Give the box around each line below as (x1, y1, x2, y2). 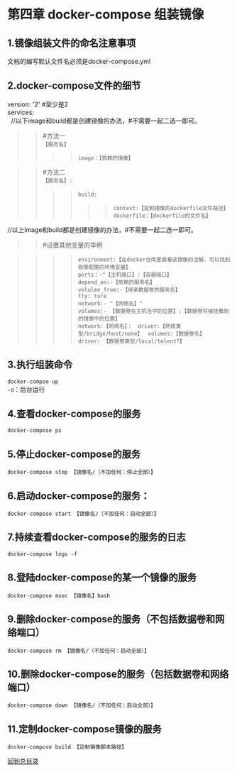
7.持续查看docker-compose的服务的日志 (7, 531, 186, 544)
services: (7, 108, 34, 116)
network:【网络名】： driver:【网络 (77, 322, 176, 330)
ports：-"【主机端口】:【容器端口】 (77, 271, 172, 278)
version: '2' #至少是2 (7, 100, 69, 109)
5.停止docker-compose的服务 (7, 448, 140, 460)
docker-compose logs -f (7, 551, 78, 558)
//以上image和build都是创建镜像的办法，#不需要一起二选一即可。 (7, 225, 197, 234)
